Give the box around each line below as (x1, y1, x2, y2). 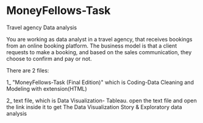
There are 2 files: (6, 66, 49, 74)
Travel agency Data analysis (6, 24, 77, 31)
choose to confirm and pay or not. (6, 55, 92, 62)
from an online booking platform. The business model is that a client (6, 42, 177, 49)
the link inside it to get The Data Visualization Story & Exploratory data (6, 103, 182, 110)
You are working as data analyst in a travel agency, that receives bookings (6, 35, 193, 43)
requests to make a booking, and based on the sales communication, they (6, 48, 192, 55)
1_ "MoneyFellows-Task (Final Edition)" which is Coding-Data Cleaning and (6, 79, 194, 86)
